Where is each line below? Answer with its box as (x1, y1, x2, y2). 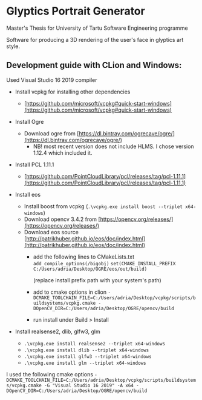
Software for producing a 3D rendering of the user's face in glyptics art (6, 36, 184, 43)
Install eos (15, 191, 41, 198)
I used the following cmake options (6, 370, 94, 378)
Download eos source (24, 228, 79, 236)
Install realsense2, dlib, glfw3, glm (15, 328, 101, 335)
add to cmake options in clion (33, 288, 107, 296)
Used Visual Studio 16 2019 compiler (6, 76, 97, 83)
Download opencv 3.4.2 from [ (24, 215, 101, 223)
